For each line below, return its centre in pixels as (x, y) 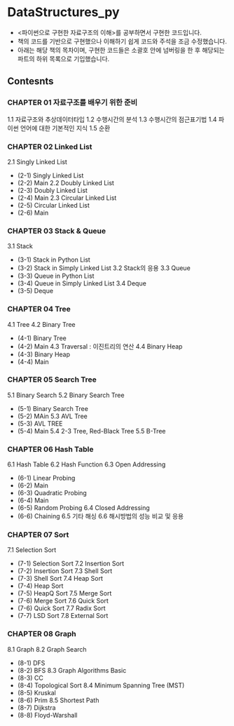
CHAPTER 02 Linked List (50, 147)
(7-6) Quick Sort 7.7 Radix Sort (62, 608)
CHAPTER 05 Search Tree (52, 379)
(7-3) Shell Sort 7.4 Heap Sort (60, 579)
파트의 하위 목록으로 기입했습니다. (63, 59)
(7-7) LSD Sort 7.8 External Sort (63, 616)
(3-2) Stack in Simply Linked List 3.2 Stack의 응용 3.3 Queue (104, 268)
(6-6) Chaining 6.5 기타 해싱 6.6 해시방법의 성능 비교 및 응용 (101, 516)
